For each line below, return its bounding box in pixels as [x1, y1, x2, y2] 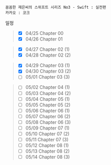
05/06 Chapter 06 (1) [25, 107, 70, 114]
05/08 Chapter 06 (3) [25, 119, 71, 125]
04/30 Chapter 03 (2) [25, 68, 71, 75]
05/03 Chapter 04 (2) [25, 90, 71, 96]
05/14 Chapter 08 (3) [25, 154, 70, 160]
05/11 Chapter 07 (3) [25, 137, 69, 142]
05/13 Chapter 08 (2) [25, 148, 70, 154]
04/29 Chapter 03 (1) [25, 62, 70, 68]
